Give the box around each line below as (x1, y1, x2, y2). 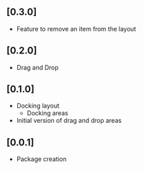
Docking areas (26, 109, 68, 117)
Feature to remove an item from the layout (16, 24, 136, 33)
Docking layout (16, 101, 60, 110)
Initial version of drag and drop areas (16, 117, 122, 125)
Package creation (16, 155, 67, 163)
